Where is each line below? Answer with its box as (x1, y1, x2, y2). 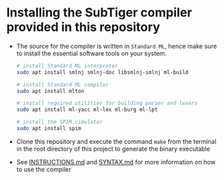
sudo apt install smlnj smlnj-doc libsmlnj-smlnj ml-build (16, 68, 189, 76)
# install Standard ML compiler (16, 81, 109, 88)
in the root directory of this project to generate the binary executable (16, 144, 210, 153)
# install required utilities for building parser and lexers (16, 100, 198, 107)
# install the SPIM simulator (16, 118, 103, 126)
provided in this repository (6, 19, 160, 35)
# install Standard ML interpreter (16, 62, 119, 69)
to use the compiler (16, 165, 71, 173)
